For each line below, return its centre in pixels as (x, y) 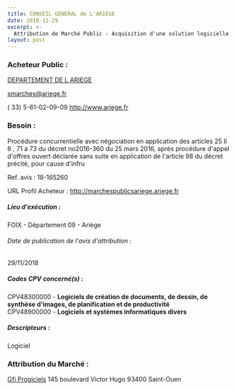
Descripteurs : (29, 328)
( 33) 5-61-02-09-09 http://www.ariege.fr (68, 107)
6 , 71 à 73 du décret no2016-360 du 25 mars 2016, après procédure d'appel (118, 148)
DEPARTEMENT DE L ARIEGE (50, 80)
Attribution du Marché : (48, 364)
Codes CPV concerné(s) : (45, 279)
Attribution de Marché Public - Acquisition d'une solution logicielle (122, 33)
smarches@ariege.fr (37, 94)
